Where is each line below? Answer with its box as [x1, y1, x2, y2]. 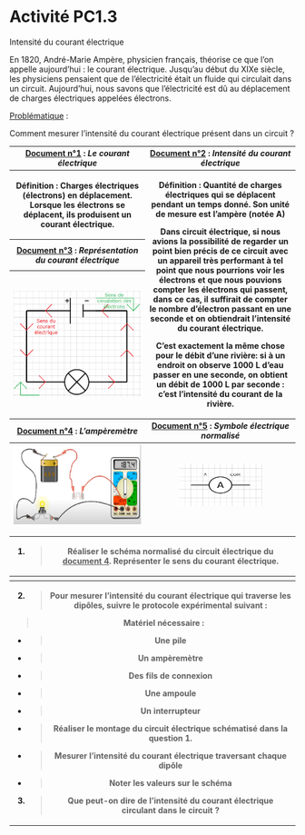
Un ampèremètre [137, 652, 204, 664]
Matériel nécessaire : [123, 618, 205, 629]
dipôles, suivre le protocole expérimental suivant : [74, 600, 268, 611]
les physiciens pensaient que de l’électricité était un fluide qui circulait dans [9, 73, 292, 84]
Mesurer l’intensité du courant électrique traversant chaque [54, 751, 288, 761]
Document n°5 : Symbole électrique [151, 421, 290, 432]
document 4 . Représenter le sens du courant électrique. [62, 556, 280, 567]
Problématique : [9, 110, 69, 121]
